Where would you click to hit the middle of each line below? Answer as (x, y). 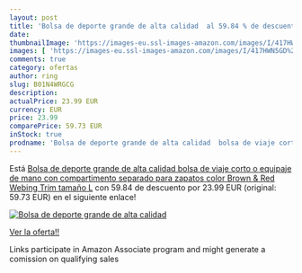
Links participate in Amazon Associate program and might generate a (138, 249)
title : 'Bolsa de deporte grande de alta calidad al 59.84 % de (134, 26)
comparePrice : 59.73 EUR (56, 127)
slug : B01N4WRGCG (42, 84)
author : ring (34, 76)
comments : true (38, 59)
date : (19, 34)
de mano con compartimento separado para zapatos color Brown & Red (142, 178)
